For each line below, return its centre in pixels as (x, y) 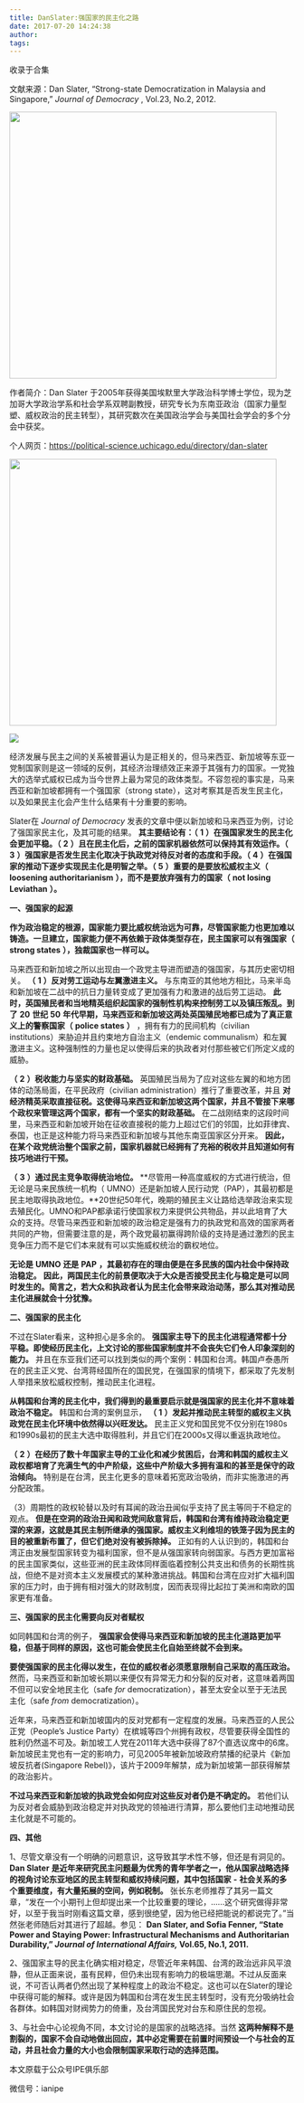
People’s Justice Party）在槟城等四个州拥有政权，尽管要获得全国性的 (161, 1731)
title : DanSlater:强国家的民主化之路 (74, 18)
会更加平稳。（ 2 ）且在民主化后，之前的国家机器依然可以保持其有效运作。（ (149, 844)
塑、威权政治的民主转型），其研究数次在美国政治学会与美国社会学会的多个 (146, 415)
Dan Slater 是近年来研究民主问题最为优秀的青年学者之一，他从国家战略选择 (149, 1868)
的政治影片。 (33, 1776)
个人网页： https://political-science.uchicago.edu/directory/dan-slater (139, 446)
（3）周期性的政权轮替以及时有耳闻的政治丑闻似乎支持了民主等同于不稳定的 (151, 1508)
